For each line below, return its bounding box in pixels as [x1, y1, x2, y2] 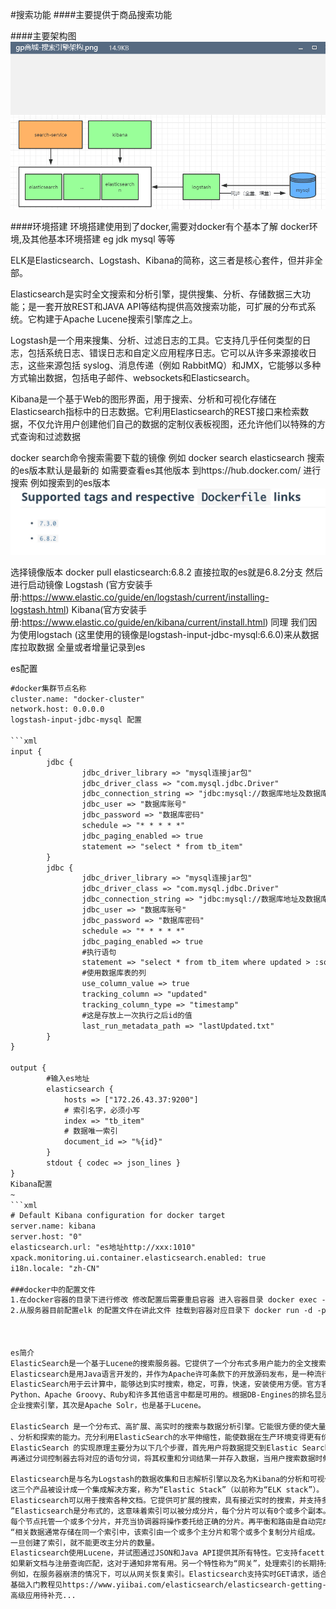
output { [10, 1063, 47, 1073]
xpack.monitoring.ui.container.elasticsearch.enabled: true [10, 1253, 267, 1263]
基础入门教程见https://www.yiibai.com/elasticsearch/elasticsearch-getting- [10, 1580, 327, 1590]
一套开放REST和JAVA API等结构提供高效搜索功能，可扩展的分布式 [36, 301, 308, 313]
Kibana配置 [10, 1179, 53, 1189]
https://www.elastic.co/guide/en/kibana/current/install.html [21, 616, 266, 628]
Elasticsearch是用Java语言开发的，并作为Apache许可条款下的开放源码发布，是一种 [10, 1369, 315, 1379]
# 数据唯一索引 [63, 1126, 118, 1137]
